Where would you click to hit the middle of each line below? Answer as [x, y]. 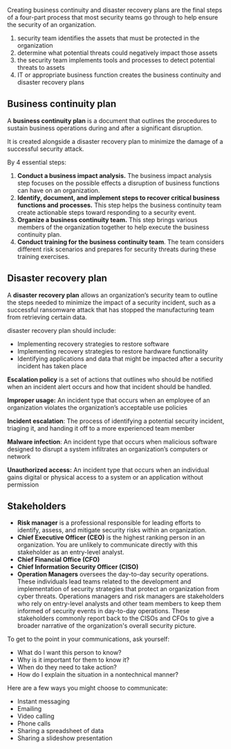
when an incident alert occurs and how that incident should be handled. [109, 386]
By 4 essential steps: [37, 162]
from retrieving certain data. [47, 317]
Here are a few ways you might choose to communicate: [87, 688]
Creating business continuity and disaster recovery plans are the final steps [115, 10]
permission [23, 485]
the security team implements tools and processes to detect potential [116, 60]
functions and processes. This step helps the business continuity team [119, 205]
